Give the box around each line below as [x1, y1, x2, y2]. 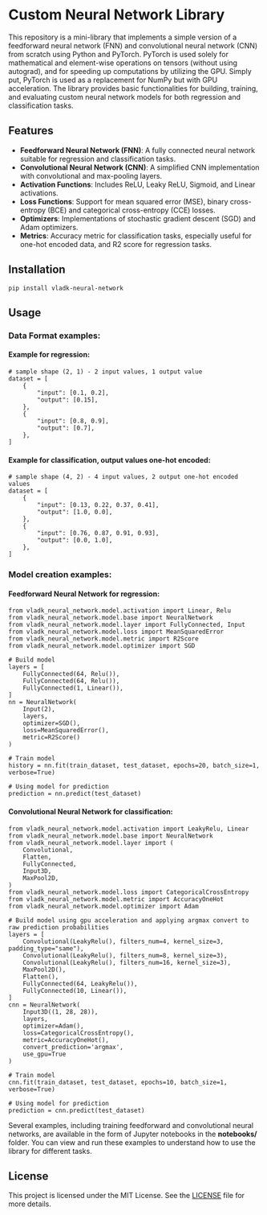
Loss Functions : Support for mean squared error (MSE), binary [19, 196, 229, 206]
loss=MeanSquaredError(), [22, 727, 110, 735]
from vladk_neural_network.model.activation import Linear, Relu [8, 607, 231, 615]
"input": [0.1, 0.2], [37, 389, 110, 397]
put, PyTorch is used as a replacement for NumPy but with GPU [8, 75, 218, 84]
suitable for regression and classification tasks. [19, 154, 176, 163]
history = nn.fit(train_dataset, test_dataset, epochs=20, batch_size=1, [8, 762, 261, 770]
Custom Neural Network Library [8, 6, 225, 24]
